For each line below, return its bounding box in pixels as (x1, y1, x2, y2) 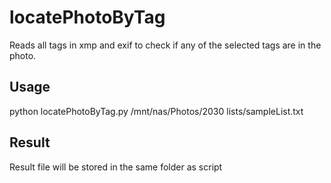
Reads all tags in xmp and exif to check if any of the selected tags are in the (9, 39, 322, 51)
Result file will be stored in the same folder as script (9, 161, 223, 173)
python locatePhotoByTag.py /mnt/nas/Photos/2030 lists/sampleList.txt (9, 105, 304, 117)
